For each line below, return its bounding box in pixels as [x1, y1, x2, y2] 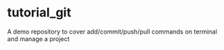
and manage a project [7, 34, 70, 42]
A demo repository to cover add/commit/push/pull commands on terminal [7, 27, 217, 36]
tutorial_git [7, 5, 71, 21]
